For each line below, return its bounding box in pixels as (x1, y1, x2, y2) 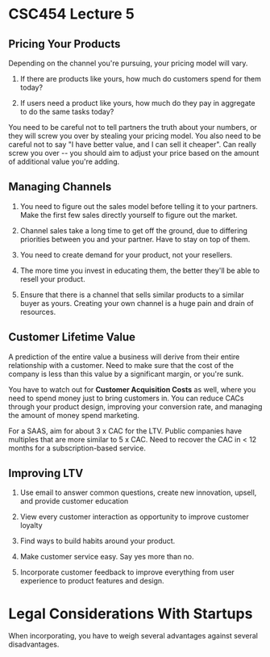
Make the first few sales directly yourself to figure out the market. (19, 210, 238, 220)
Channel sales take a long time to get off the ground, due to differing (19, 225, 248, 235)
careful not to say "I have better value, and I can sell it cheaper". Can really (8, 140, 256, 149)
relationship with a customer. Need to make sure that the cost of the (8, 360, 234, 370)
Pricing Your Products (8, 37, 121, 51)
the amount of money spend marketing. (8, 410, 139, 420)
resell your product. (19, 274, 86, 283)
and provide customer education (19, 496, 129, 506)
